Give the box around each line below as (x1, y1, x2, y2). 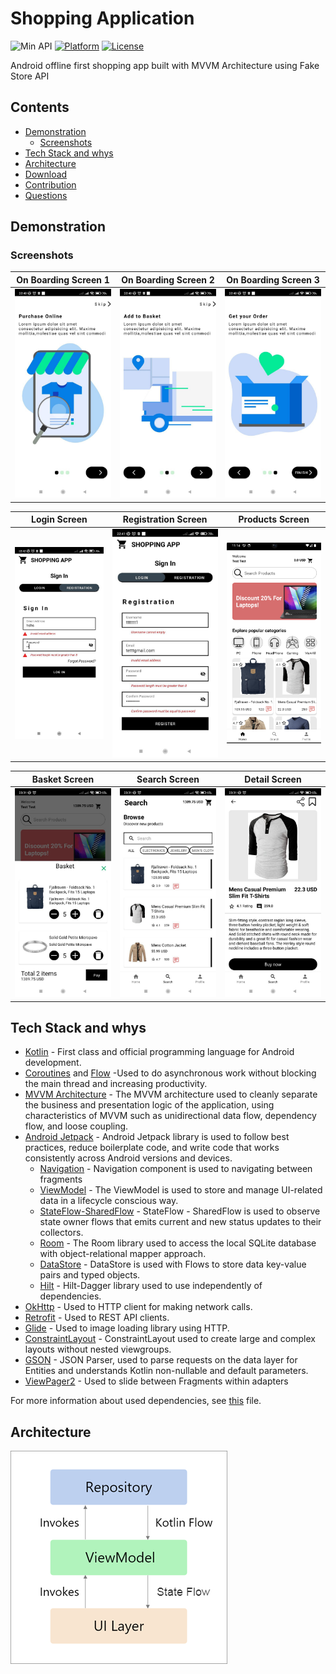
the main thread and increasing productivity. (24, 1078, 208, 1090)
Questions (24, 189, 68, 201)
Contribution (24, 178, 77, 191)
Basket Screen (31, 773, 95, 785)
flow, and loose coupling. (24, 1120, 129, 1132)
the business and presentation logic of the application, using (24, 1099, 275, 1111)
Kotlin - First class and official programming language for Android (24, 1046, 295, 1058)
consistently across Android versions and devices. (24, 1152, 233, 1164)
